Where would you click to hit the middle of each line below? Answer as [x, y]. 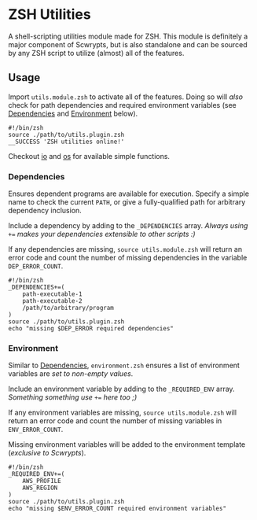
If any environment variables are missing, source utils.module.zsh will [123, 413]
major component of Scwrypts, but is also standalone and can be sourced [128, 44]
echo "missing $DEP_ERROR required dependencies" [91, 329]
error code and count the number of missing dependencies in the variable [128, 258]
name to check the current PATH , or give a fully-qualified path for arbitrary [127, 202]
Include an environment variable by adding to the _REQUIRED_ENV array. [121, 389]
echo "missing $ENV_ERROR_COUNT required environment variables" [117, 509]
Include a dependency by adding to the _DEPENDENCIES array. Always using [128, 226]
